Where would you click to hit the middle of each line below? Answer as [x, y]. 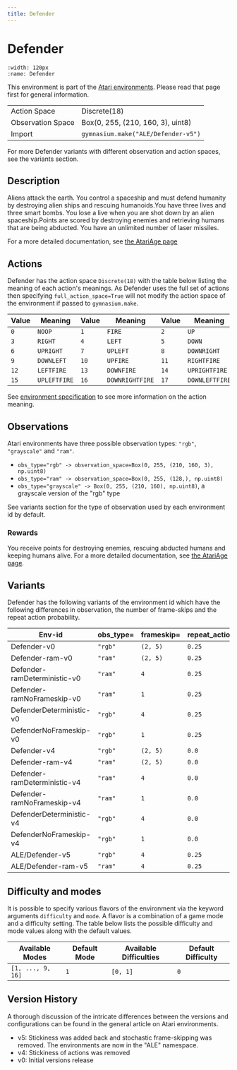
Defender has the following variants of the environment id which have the [114, 602]
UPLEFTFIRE [56, 380]
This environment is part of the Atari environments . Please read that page [114, 87]
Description [34, 181]
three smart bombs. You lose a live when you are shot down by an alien [111, 213]
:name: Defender [31, 74]
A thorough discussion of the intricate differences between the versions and [118, 1016]
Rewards [23, 532]
